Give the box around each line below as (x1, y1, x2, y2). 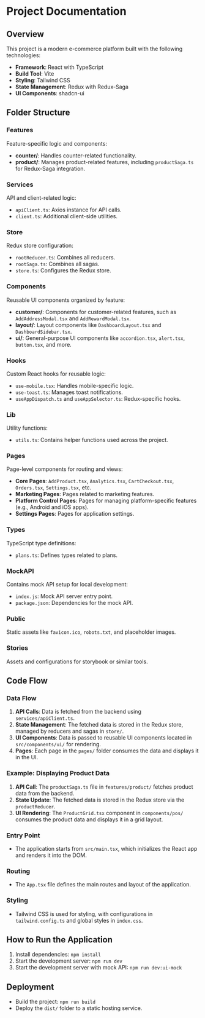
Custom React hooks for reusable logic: (6, 370, 106, 377)
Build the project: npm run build (15, 998, 96, 1006)
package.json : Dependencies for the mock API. (15, 599, 133, 607)
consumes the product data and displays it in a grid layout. (15, 816, 163, 823)
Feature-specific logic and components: (6, 140, 107, 147)
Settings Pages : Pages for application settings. (15, 510, 135, 518)
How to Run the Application (6, 934, 113, 945)
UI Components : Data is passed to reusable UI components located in (15, 734, 192, 741)
